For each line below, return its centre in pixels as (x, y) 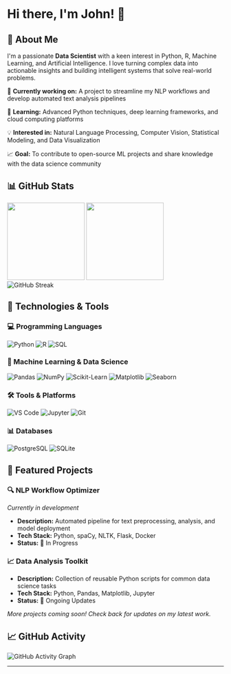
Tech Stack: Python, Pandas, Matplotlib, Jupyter (86, 594)
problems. (21, 78)
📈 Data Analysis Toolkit (48, 561)
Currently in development (43, 508)
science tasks (37, 586)
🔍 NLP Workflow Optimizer (54, 490)
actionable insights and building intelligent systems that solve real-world (109, 70)
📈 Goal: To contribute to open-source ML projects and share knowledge (110, 154)
